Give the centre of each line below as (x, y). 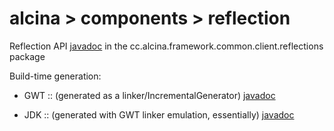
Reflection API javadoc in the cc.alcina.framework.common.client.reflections (166, 46)
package (27, 56)
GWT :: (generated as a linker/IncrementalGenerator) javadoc (149, 95)
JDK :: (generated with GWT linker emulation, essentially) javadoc (159, 114)
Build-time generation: (55, 76)
